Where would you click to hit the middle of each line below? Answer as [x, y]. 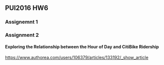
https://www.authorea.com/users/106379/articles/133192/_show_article [77, 58]
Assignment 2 [22, 35]
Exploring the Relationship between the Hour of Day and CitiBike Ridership [82, 46]
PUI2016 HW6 [27, 8]
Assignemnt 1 [21, 22]
